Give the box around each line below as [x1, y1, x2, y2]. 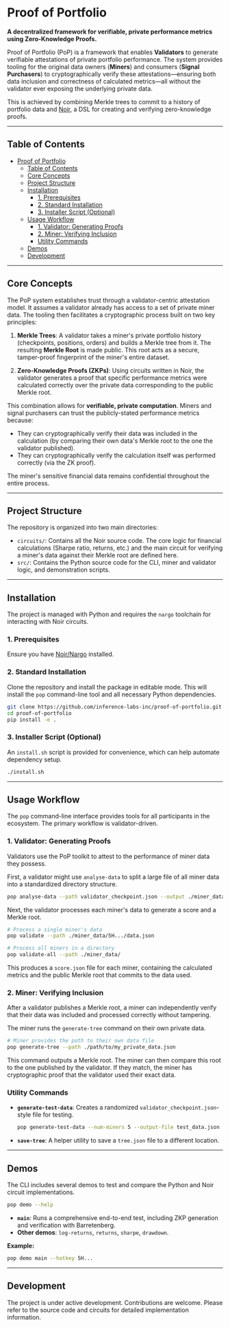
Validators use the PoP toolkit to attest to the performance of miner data [7, 852, 210, 860]
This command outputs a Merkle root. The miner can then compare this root [7, 1056, 221, 1064]
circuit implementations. [7, 1188, 75, 1197]
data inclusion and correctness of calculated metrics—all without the [7, 77, 201, 85]
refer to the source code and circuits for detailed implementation [7, 1306, 190, 1314]
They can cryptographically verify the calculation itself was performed [16, 451, 216, 459]
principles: [7, 317, 37, 326]
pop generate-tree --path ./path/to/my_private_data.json [7, 1044, 176, 1051]
